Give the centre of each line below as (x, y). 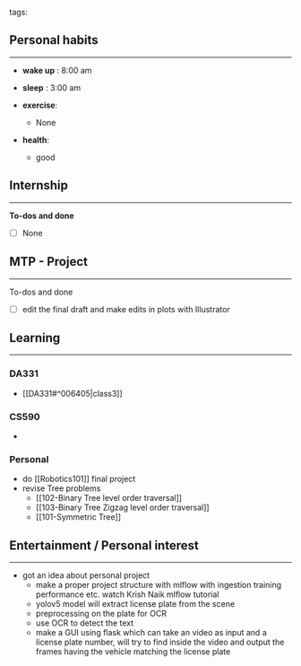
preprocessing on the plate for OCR (101, 614)
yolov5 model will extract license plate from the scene (135, 604)
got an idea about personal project (86, 575)
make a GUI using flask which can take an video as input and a (151, 633)
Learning (35, 338)
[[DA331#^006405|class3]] (72, 393)
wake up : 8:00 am (57, 70)
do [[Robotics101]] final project (79, 479)
